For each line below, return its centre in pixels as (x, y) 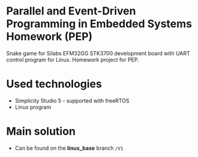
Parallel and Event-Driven (71, 11)
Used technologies (54, 84)
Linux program (33, 107)
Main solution (41, 131)
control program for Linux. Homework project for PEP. (73, 60)
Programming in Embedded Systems (99, 24)
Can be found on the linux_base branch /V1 (69, 148)
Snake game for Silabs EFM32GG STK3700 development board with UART (98, 53)
